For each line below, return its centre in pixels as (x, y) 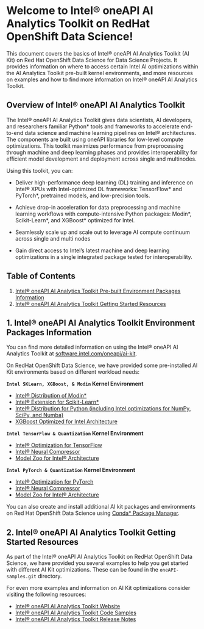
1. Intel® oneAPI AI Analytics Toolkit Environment (101, 323)
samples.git (21, 577)
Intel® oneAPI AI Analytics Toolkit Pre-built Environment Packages (98, 291)
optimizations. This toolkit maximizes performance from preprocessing (95, 146)
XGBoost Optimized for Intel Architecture (66, 421)
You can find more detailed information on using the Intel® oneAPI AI (92, 347)
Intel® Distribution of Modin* (51, 396)
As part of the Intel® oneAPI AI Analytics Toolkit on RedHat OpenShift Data (100, 557)
